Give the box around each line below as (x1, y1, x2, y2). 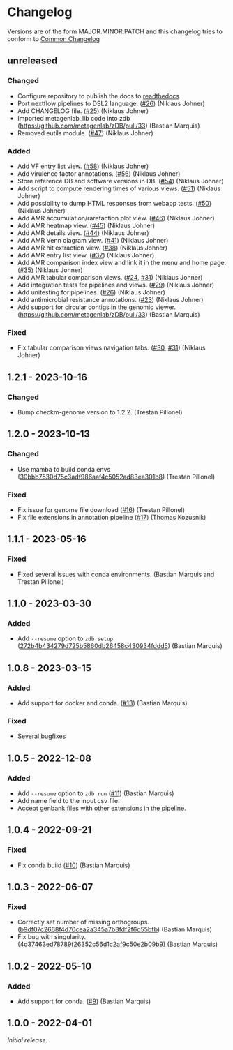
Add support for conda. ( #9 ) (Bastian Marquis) (17, 997, 151, 1005)
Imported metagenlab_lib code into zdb (17, 114, 130, 122)
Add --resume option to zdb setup (17, 634, 114, 643)
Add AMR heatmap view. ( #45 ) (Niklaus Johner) (17, 221, 156, 230)
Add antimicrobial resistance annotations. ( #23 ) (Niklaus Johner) (17, 295, 204, 303)
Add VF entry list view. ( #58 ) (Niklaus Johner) (17, 162, 149, 170)
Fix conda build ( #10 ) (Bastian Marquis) (17, 861, 130, 869)
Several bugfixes (17, 732, 66, 740)
